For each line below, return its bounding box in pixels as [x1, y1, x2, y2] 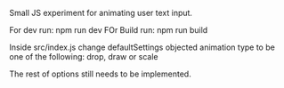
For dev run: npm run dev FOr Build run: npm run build [9, 25, 208, 35]
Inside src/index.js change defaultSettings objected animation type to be [9, 42, 276, 52]
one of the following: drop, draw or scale [9, 52, 158, 61]
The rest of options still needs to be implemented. [9, 68, 191, 79]
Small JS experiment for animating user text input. [9, 8, 193, 18]
